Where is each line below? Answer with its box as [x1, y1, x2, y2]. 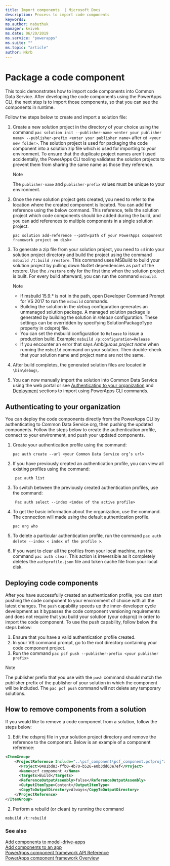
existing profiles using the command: [12, 466, 90, 472]
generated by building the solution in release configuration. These [20, 314, 158, 320]
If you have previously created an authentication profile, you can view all [12, 461, 164, 467]
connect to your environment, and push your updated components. [5, 432, 145, 438]
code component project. [12, 645, 66, 651]
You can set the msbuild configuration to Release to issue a [20, 331, 143, 337]
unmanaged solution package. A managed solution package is [20, 309, 150, 315]
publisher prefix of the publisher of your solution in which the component [5, 680, 158, 686]
